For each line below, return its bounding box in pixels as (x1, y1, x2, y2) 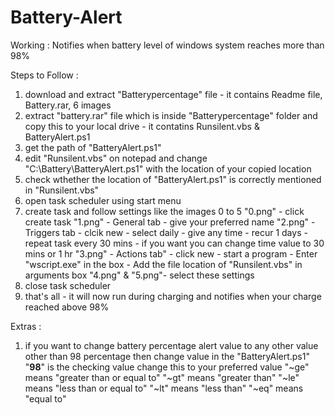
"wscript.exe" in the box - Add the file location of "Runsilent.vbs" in (24, 258, 303, 270)
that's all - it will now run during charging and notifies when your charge (24, 290, 322, 302)
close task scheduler (24, 279, 112, 291)
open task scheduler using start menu (24, 194, 182, 206)
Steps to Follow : (10, 69, 79, 81)
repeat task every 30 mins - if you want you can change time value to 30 (24, 237, 325, 249)
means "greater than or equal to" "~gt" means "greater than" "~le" (24, 371, 300, 383)
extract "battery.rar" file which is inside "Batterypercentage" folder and (24, 109, 318, 121)
